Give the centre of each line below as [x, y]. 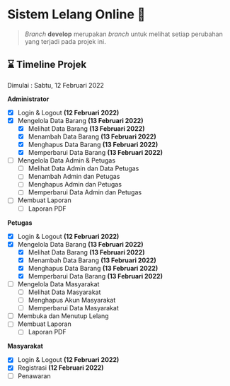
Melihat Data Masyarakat [64, 292]
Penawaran [34, 376]
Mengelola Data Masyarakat [58, 284]
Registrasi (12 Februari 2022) [61, 368]
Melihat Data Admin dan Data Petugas [84, 168]
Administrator [28, 99]
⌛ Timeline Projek [47, 65]
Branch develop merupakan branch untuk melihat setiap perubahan [123, 34]
